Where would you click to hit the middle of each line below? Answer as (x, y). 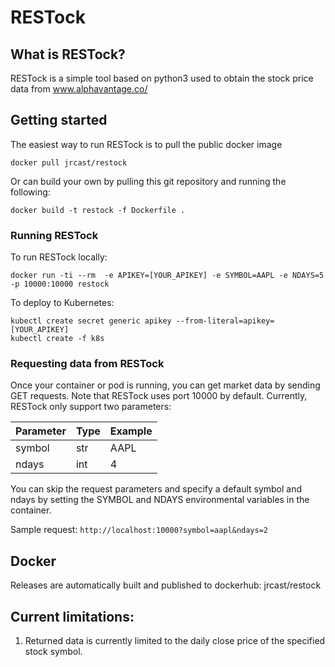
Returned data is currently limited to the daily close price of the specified (175, 641)
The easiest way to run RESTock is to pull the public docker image (146, 144)
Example (131, 431)
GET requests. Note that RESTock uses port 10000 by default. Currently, (159, 396)
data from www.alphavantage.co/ (79, 89)
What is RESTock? (68, 54)
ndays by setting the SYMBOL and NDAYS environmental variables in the (160, 500)
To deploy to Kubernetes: (62, 303)
